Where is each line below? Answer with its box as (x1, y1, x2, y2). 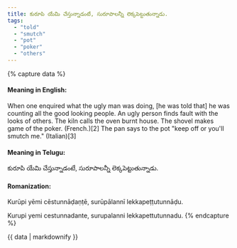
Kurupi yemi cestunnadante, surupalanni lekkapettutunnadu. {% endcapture (7, 211, 229, 220)
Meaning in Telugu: (7, 148, 66, 156)
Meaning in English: (7, 86, 67, 95)
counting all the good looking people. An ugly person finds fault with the (7, 109, 219, 118)
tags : (7, 17, 23, 24)
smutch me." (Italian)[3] (7, 132, 77, 141)
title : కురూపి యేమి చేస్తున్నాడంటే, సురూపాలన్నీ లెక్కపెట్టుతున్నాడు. (7, 10, 168, 18)
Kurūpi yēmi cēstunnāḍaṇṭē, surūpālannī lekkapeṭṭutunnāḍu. (7, 198, 184, 206)
